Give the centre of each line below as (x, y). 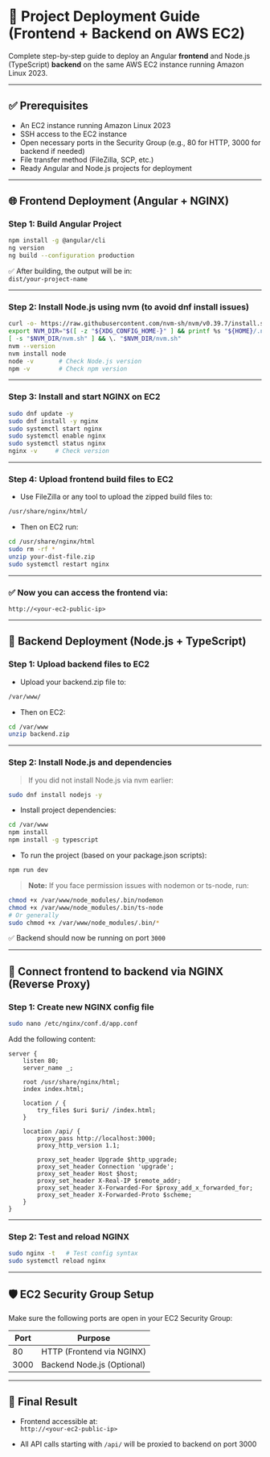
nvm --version (32, 346)
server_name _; (48, 1068)
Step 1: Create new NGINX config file (81, 1007)
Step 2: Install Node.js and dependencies (90, 762)
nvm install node (37, 354)
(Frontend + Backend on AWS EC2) (127, 33)
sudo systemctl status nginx (57, 444)
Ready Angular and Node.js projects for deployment (106, 168)
